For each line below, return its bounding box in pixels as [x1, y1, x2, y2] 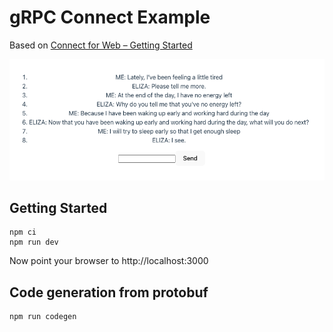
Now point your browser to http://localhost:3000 [9, 255, 209, 267]
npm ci [9, 227, 37, 238]
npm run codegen [9, 312, 77, 322]
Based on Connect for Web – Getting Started [9, 39, 193, 51]
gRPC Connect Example [9, 6, 211, 29]
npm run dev [9, 237, 59, 248]
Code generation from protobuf [9, 284, 209, 301]
